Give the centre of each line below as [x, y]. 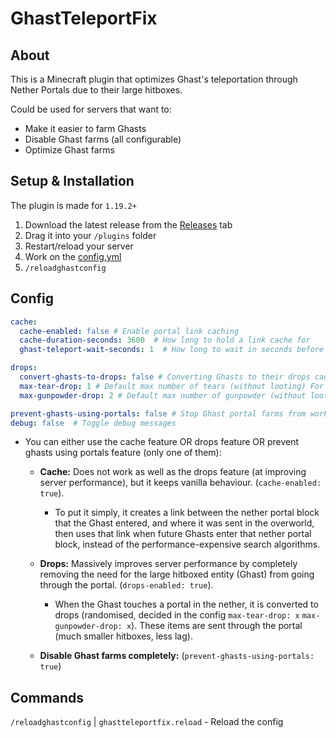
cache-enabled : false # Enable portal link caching [129, 331]
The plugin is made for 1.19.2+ [73, 205]
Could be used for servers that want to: [91, 109]
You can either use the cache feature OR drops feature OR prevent [162, 442]
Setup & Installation [72, 181]
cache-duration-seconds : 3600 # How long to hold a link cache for [165, 340]
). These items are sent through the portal [217, 626]
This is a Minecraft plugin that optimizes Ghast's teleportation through [154, 79]
